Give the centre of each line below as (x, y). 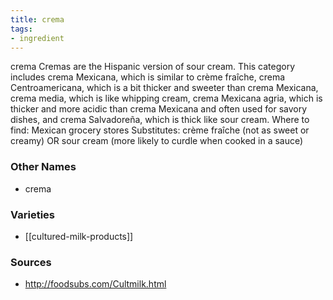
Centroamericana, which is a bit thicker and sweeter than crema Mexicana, (164, 88)
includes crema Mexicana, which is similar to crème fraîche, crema (148, 77)
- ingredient (37, 38)
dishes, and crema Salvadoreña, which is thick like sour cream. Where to (160, 120)
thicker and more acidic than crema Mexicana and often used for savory (159, 109)
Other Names (43, 167)
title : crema (37, 19)
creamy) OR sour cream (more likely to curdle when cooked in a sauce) (157, 141)
